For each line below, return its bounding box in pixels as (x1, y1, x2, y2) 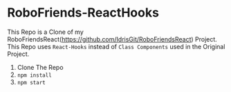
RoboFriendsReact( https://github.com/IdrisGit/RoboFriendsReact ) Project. (7, 35, 218, 43)
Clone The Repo (17, 63, 64, 71)
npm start (17, 79, 46, 86)
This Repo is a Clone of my (7, 28, 84, 36)
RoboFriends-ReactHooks (7, 5, 159, 21)
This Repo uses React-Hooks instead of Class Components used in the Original (7, 42, 225, 50)
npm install (17, 71, 52, 79)
